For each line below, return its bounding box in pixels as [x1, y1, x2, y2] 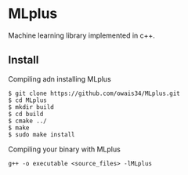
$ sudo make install [8, 130, 76, 138]
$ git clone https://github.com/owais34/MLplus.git [8, 89, 180, 97]
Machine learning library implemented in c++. [8, 31, 155, 40]
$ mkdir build [8, 103, 55, 111]
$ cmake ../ [8, 117, 47, 125]
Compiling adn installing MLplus [8, 74, 111, 83]
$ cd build [8, 110, 44, 118]
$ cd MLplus [8, 96, 47, 104]
